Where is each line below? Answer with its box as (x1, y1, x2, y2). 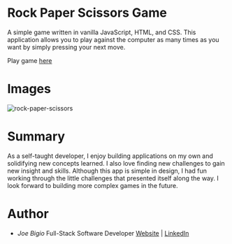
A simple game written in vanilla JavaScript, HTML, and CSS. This (7, 28, 196, 36)
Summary (7, 129, 65, 145)
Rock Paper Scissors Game (7, 5, 168, 21)
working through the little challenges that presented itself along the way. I (7, 173, 219, 182)
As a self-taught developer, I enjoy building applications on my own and (7, 152, 213, 160)
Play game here (7, 56, 52, 64)
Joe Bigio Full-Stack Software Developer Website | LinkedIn (17, 229, 189, 237)
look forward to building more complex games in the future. (7, 181, 178, 189)
